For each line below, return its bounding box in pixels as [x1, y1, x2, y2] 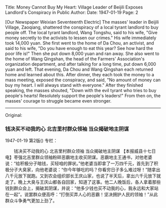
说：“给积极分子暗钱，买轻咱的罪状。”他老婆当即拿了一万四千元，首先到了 [5, 160, 154, 166]
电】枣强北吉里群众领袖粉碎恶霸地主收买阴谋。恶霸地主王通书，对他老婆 [5, 155, 152, 160]
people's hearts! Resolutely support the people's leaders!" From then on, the [5, 93, 161, 99]
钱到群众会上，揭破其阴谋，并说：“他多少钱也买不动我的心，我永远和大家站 [5, 185, 159, 191]
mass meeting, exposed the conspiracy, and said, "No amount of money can [5, 77, 161, 83]
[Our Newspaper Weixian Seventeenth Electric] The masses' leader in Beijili [5, 19, 159, 25]
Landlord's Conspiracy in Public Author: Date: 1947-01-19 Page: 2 [5, 9, 138, 15]
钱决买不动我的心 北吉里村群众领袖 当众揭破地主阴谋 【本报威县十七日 [13, 148, 156, 154]
